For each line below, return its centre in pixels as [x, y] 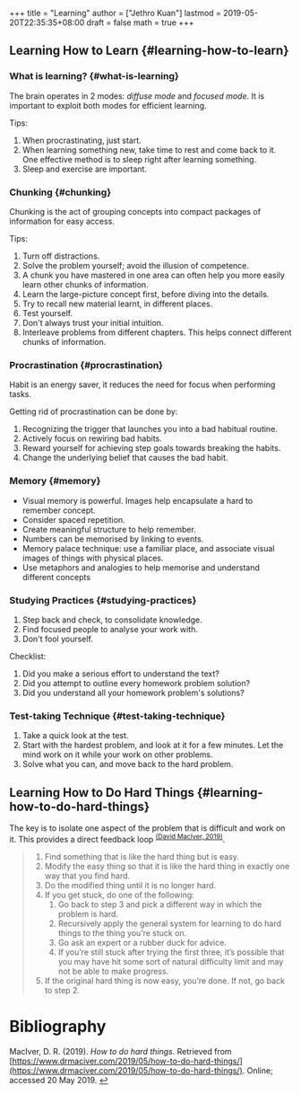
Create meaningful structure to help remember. [109, 529]
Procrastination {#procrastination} [86, 365]
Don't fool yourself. [58, 639]
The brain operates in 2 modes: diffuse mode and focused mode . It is [137, 96]
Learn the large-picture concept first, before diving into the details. [146, 294]
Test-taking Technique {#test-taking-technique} [117, 716]
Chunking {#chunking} [60, 192]
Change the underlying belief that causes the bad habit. [125, 458]
